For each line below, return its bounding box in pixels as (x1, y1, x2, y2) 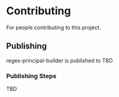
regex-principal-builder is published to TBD (6, 57, 113, 64)
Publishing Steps (6, 71, 57, 80)
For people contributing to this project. (6, 24, 101, 31)
